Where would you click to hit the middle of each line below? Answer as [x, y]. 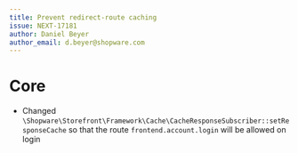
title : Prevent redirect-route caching [83, 17]
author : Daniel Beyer [49, 34]
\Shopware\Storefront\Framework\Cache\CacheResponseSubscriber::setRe [156, 121]
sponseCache [44, 131]
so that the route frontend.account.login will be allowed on [177, 130]
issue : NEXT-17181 [43, 26]
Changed [39, 111]
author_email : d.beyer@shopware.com [77, 42]
